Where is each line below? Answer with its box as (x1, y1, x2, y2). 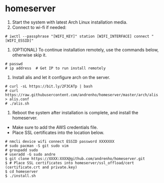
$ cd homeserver (5, 169, 38, 174)
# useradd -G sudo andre (5, 152, 56, 157)
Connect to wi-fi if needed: (12, 24, 67, 30)
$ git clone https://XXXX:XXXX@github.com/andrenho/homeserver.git (5, 156, 145, 161)
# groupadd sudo (5, 148, 38, 153)
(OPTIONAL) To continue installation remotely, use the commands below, (12, 47, 159, 52)
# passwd (5, 61, 23, 66)
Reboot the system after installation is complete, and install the (12, 109, 139, 115)
